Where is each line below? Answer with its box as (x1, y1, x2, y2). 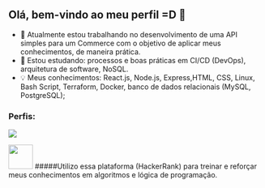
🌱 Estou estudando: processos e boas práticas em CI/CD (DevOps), (19, 55, 246, 65)
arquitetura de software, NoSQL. (19, 64, 129, 74)
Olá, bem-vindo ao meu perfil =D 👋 (8, 8, 186, 22)
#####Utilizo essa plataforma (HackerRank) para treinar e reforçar (34, 161, 258, 171)
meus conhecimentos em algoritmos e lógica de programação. (8, 170, 218, 180)
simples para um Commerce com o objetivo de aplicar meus (19, 38, 221, 48)
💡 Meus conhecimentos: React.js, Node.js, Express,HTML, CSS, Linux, (19, 72, 255, 82)
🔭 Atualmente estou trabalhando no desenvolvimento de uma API (19, 29, 237, 39)
